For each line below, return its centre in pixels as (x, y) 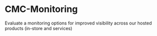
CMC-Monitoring (41, 9)
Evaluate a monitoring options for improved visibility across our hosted (78, 23)
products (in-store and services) (38, 28)
